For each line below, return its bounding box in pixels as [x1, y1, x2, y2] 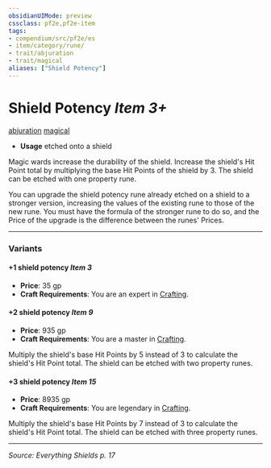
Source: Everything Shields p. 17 [8, 450, 115, 460]
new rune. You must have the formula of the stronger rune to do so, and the [8, 206, 260, 216]
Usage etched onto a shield [19, 141, 113, 151]
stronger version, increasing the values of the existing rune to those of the [8, 198, 255, 208]
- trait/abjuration [8, 49, 74, 57]
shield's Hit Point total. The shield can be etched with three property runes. [8, 428, 258, 437]
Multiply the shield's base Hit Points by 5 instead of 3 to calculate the [8, 350, 238, 359]
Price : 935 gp [19, 325, 66, 335]
